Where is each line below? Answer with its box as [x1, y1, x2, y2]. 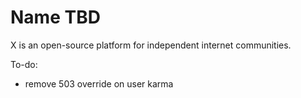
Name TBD [10, 6, 101, 29]
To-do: [10, 58, 38, 70]
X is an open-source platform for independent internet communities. [10, 39, 292, 51]
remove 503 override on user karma [24, 77, 174, 90]
